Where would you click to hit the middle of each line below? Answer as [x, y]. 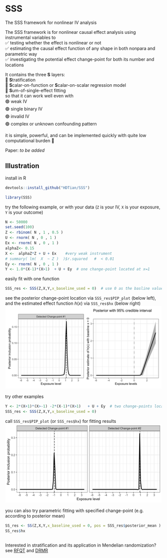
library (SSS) [19, 197]
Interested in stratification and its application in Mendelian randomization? [81, 545]
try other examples [24, 396]
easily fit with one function [32, 279]
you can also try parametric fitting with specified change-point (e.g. [75, 511]
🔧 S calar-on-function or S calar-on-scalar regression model [66, 85]
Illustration [22, 166]
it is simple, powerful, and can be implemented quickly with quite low [76, 135]
